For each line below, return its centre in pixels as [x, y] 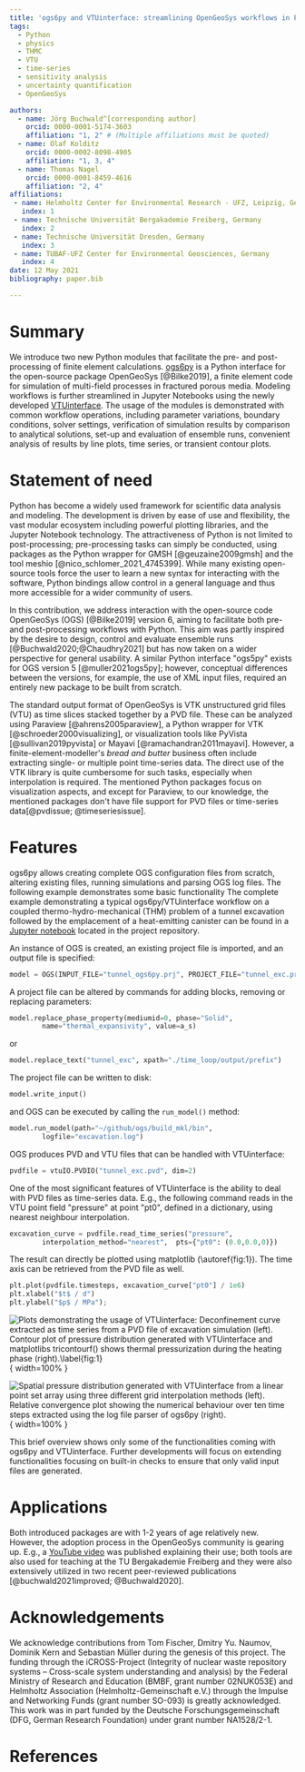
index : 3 [38, 245]
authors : [26, 110]
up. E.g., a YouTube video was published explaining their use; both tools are [151, 1552]
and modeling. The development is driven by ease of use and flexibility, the [150, 515]
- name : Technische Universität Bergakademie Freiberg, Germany [137, 220]
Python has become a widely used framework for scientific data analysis [145, 506]
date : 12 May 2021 [44, 271]
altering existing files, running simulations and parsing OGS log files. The [145, 882]
